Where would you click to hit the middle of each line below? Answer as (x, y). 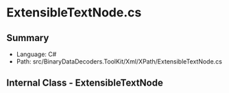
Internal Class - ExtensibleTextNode (85, 83)
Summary (28, 38)
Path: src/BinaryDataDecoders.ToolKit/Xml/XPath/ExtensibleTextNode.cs (119, 62)
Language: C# (36, 54)
